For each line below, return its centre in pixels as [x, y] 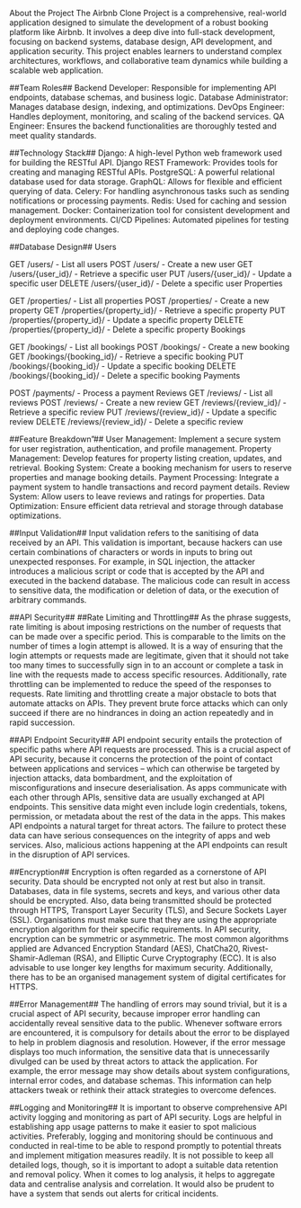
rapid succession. [42, 722]
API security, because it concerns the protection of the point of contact [141, 759]
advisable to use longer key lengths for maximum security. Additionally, [142, 967]
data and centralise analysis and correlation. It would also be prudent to [142, 1184]
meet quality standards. [53, 135]
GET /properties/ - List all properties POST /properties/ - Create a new [139, 301]
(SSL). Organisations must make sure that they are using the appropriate [143, 920]
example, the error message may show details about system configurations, [150, 1071]
